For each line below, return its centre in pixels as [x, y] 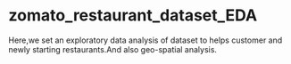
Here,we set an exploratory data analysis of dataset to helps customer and [145, 40]
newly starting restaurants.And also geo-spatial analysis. [113, 49]
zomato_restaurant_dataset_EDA [133, 16]
